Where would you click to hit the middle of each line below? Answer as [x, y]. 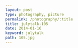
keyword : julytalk [24, 33]
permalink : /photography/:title [39, 19]
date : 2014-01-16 [23, 28]
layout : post [19, 10]
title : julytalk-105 [27, 24]
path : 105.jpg [20, 38]
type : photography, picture [35, 14]
